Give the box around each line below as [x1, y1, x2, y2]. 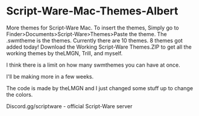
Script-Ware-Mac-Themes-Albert [6, 4, 178, 18]
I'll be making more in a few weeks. [6, 73, 94, 80]
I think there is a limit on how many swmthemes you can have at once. [6, 61, 181, 69]
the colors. [6, 91, 33, 98]
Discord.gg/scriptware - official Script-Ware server [6, 102, 133, 109]
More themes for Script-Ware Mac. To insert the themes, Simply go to [6, 24, 179, 31]
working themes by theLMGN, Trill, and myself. [6, 49, 123, 56]
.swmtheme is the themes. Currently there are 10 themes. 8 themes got [6, 37, 183, 44]
